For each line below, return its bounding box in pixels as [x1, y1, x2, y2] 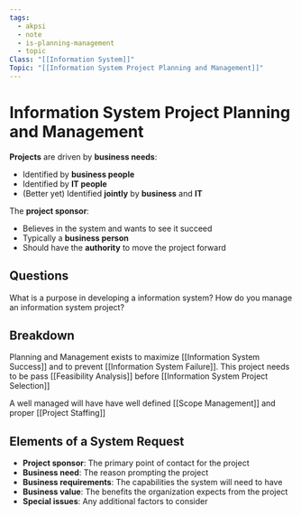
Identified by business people [22, 169, 135, 179]
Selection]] [9, 381, 50, 391]
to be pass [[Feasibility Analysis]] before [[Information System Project [9, 371, 269, 382]
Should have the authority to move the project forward [22, 242, 227, 253]
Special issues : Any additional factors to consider [22, 496, 208, 507]
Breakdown [9, 328, 75, 344]
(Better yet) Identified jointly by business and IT [22, 188, 203, 198]
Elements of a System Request [9, 434, 185, 449]
